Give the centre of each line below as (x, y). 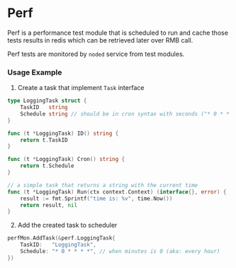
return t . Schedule (47, 166)
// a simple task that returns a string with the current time (103, 185)
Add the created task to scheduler (67, 225)
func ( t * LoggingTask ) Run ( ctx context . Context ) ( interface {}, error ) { (117, 192)
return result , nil (49, 205)
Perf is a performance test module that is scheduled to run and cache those (118, 33)
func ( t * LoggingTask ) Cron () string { (66, 160)
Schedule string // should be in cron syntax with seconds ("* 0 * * (125, 114)
